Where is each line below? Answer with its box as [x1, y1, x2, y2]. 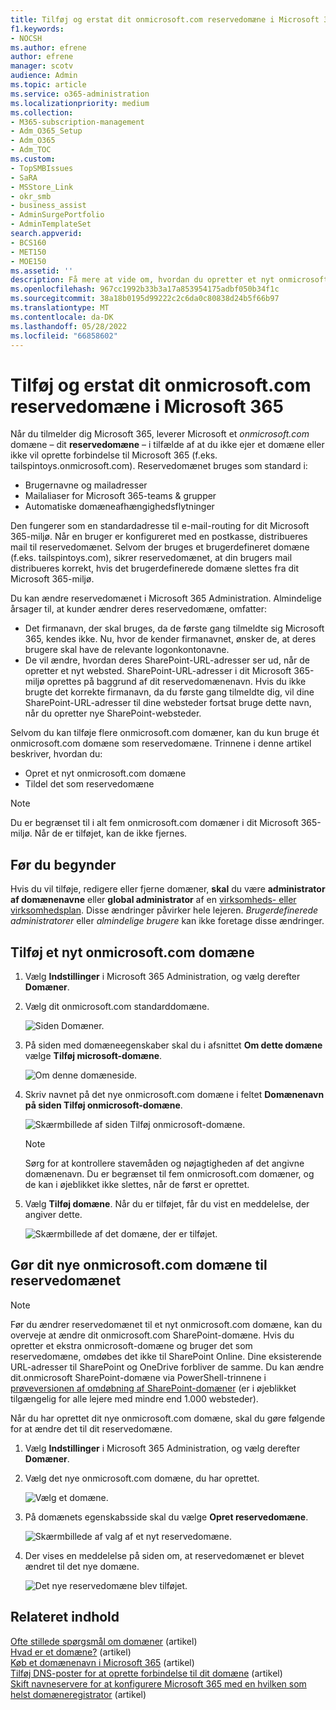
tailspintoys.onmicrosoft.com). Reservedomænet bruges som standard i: [10, 460, 308, 472]
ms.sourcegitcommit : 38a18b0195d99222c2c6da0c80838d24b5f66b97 [10, 294, 280, 304]
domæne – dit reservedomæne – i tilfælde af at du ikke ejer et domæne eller [10, 439, 325, 451]
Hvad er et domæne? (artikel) [10, 1646, 132, 1658]
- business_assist [10, 201, 87, 211]
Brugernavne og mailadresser [24, 479, 148, 491]
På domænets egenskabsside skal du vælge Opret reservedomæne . [24, 1511, 309, 1523]
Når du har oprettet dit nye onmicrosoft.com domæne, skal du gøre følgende [10, 1412, 326, 1424]
